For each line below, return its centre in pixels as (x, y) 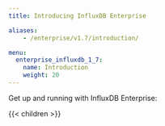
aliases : (23, 30)
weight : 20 (41, 75)
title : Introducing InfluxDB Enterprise (78, 16)
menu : (17, 52)
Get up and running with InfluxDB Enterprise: (83, 98)
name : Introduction (56, 68)
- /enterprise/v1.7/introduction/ (81, 38)
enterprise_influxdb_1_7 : (59, 60)
